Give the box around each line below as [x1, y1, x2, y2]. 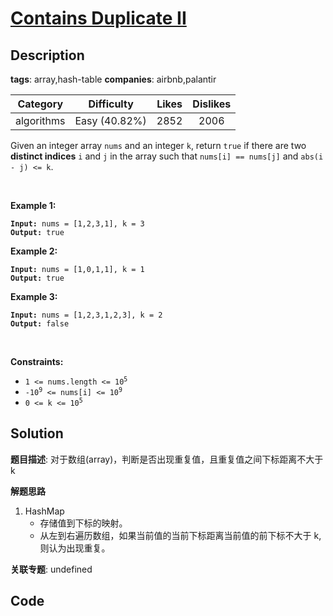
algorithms [15, 114, 66, 127]
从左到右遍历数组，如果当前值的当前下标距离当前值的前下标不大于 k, [39, 529, 322, 541]
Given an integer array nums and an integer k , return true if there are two [10, 140, 307, 151]
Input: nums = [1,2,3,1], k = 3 [10, 219, 145, 229]
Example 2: [10, 245, 58, 257]
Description [10, 47, 85, 64]
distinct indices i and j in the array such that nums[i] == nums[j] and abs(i [10, 150, 324, 162]
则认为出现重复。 [39, 542, 111, 554]
